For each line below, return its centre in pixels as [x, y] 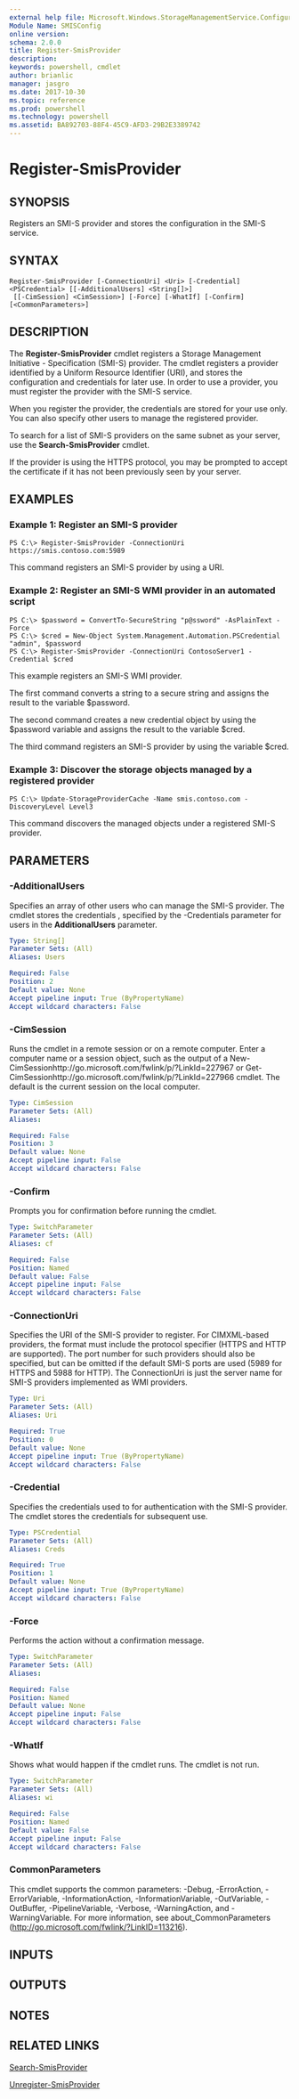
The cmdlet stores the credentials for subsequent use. [109, 1516]
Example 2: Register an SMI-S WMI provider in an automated [142, 590]
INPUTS [31, 1955]
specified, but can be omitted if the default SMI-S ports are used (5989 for [146, 1363]
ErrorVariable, [35, 1899]
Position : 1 [31, 1574]
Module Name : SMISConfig [55, 26]
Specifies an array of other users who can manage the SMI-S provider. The [147, 906]
